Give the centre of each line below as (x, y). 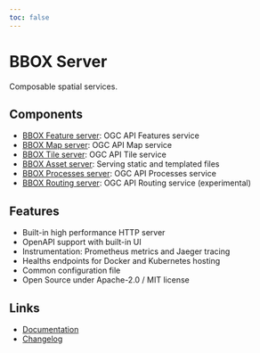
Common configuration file (71, 271)
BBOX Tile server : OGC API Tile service (94, 155)
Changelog (42, 339)
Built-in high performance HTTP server (93, 233)
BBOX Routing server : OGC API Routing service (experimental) (137, 183)
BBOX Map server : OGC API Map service (97, 145)
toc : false (29, 17)
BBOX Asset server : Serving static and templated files (121, 164)
